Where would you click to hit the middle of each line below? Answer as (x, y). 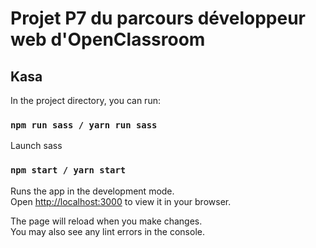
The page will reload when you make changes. (106, 221)
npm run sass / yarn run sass (84, 125)
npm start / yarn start (68, 170)
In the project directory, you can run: (85, 100)
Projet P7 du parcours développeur (158, 18)
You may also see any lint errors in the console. (107, 231)
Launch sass (36, 146)
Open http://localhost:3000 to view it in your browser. (121, 201)
